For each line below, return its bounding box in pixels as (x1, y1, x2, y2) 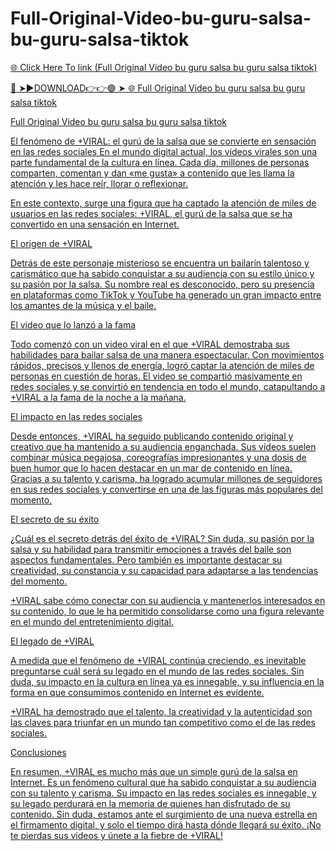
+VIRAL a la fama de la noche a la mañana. (10, 391, 187, 403)
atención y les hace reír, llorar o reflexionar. (10, 177, 189, 189)
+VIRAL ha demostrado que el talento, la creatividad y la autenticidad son (10, 705, 313, 717)
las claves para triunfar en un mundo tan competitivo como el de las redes (10, 716, 316, 728)
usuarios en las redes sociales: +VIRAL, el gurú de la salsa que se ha (10, 207, 293, 219)
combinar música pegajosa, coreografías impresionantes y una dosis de (10, 451, 307, 463)
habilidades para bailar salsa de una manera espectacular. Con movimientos (10, 348, 325, 361)
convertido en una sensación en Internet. (10, 218, 180, 230)
